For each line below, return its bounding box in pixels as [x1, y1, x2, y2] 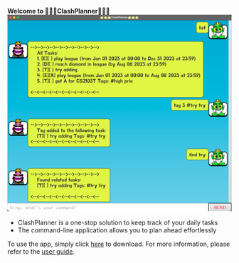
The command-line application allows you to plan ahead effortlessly [17, 226, 217, 234]
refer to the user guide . [7, 247, 75, 256]
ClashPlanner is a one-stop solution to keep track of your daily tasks [17, 218, 218, 227]
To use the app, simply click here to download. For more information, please [7, 239, 230, 248]
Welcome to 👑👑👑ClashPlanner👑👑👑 [7, 7, 110, 15]
